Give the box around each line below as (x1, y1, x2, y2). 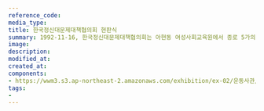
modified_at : (8, 55, 51, 63)
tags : (8, 84, 26, 92)
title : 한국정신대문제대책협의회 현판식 (8, 26, 118, 34)
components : (8, 70, 47, 77)
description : (8, 48, 51, 55)
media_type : (8, 19, 47, 27)
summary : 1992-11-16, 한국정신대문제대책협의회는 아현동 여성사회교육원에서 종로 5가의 (8, 33, 256, 41)
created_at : (8, 63, 47, 70)
